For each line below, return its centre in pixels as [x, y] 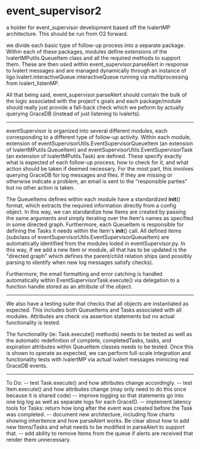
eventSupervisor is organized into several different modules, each [87, 131]
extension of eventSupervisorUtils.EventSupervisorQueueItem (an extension [100, 143]
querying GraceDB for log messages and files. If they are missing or [89, 175]
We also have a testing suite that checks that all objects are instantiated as [97, 303]
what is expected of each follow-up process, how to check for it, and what [97, 162]
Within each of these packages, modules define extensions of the [87, 51]
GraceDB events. [27, 365]
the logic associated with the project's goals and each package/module [94, 101]
